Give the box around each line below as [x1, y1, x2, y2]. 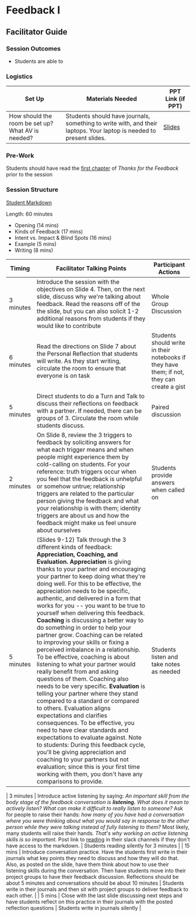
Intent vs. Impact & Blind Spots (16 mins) [14, 234, 112, 241]
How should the [9, 112, 52, 120]
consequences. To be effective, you [36, 718, 135, 727]
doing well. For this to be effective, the [36, 579, 141, 588]
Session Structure [6, 186, 58, 194]
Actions [158, 268, 181, 276]
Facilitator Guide [6, 27, 68, 37]
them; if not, [151, 367, 185, 376]
